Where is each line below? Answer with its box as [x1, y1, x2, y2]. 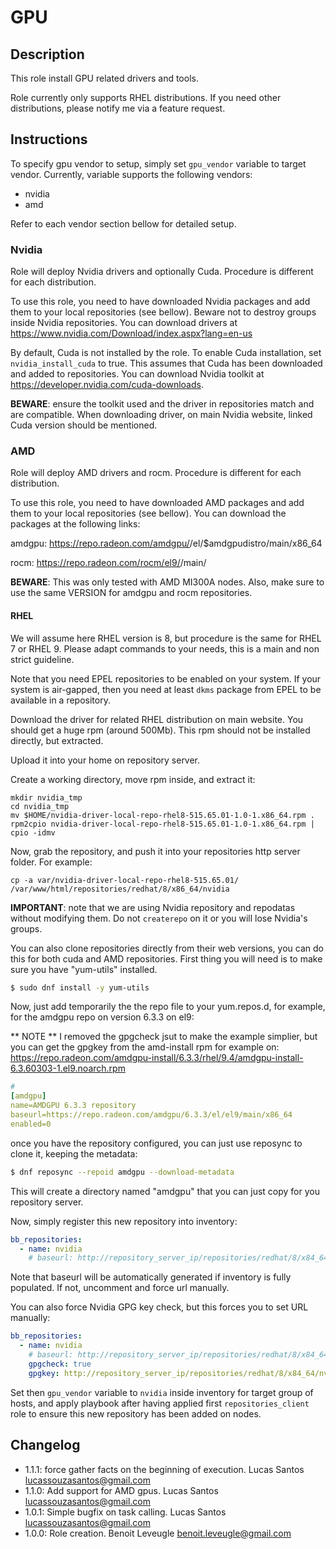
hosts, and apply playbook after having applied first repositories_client [10, 1397, 310, 1409]
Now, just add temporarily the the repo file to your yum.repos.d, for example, [10, 1001, 326, 1013]
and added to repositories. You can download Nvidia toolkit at [10, 368, 265, 380]
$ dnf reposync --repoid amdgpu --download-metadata [10, 1167, 235, 1177]
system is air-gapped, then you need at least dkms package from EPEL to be [10, 683, 322, 695]
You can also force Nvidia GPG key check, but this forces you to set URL [10, 1301, 309, 1313]
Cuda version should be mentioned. [10, 419, 158, 431]
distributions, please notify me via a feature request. [10, 102, 226, 114]
